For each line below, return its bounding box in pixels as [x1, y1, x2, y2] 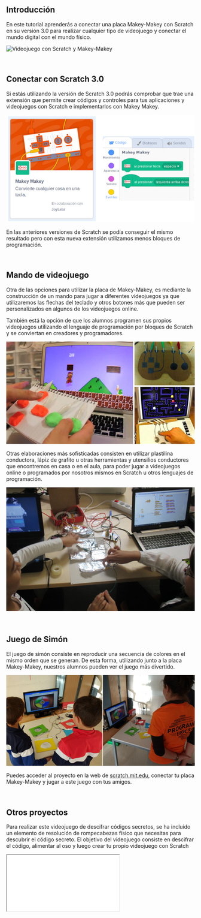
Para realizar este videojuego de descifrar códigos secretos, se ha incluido [6, 823, 191, 830]
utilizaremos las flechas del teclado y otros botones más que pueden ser [6, 299, 185, 306]
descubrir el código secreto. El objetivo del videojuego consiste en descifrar [6, 836, 194, 843]
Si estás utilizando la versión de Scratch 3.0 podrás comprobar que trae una [6, 90, 194, 97]
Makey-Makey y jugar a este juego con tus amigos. [6, 778, 132, 785]
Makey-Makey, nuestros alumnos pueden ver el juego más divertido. [6, 663, 175, 670]
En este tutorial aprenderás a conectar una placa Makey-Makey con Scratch [6, 20, 194, 28]
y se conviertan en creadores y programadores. [6, 329, 124, 336]
